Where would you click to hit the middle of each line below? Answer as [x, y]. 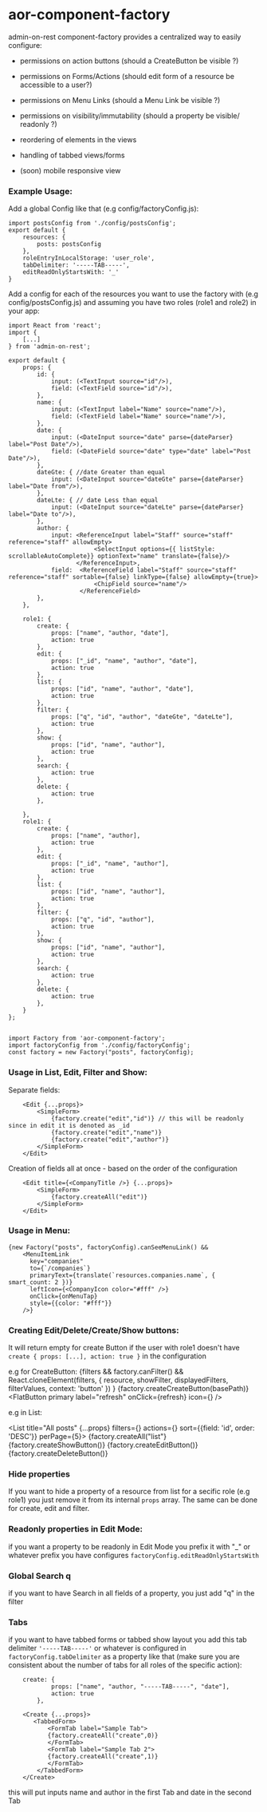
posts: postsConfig [69, 244]
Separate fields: [34, 1090]
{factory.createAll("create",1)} [103, 1757]
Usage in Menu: [39, 1231]
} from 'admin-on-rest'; [49, 347]
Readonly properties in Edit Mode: [76, 1529]
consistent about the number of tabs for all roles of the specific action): [125, 1665]
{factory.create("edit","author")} [110, 1140]
